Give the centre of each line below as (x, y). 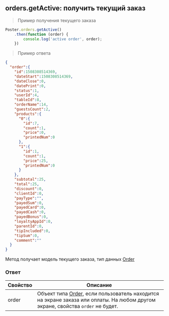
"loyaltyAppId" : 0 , (33, 222)
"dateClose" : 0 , (30, 81)
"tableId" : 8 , (28, 100)
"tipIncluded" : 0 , (32, 231)
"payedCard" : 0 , (30, 208)
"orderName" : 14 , (31, 105)
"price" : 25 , (36, 161)
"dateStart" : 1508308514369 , (44, 76)
